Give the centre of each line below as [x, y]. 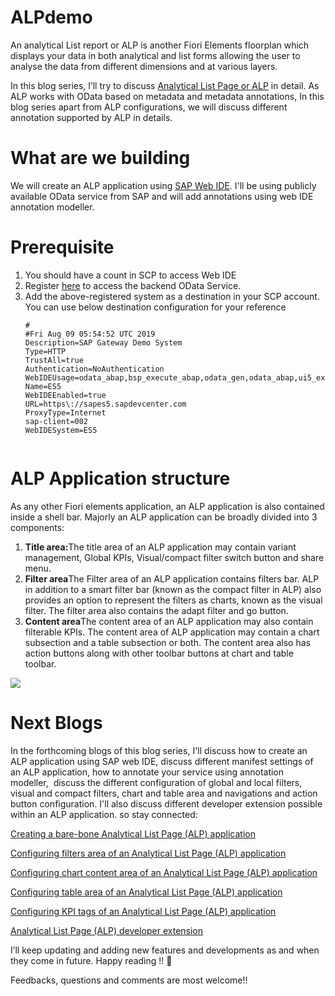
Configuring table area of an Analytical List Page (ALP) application [146, 892]
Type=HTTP [45, 351]
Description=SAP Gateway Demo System [103, 342]
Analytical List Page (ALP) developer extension [107, 930]
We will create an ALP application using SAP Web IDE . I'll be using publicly [163, 185]
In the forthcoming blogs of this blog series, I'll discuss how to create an [159, 750]
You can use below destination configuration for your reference [155, 307]
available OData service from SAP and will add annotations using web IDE [162, 196]
